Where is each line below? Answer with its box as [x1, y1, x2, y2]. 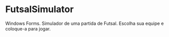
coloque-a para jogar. [5, 25, 51, 31]
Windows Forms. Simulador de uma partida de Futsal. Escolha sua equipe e [5, 20, 164, 26]
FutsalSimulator [5, 4, 74, 15]
